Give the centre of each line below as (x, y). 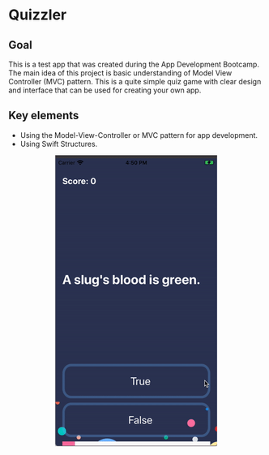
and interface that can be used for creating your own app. (105, 90)
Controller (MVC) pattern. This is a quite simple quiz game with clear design (135, 82)
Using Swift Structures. (59, 144)
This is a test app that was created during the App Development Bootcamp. (134, 64)
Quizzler (38, 15)
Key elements (44, 116)
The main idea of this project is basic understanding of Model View (120, 73)
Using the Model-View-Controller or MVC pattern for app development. (139, 135)
